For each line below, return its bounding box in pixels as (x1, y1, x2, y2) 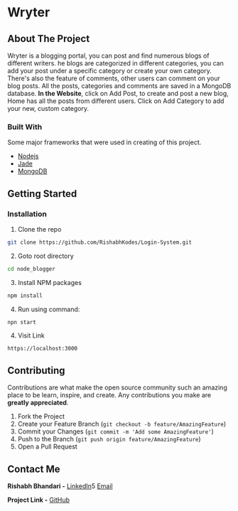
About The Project (7, 33, 90, 45)
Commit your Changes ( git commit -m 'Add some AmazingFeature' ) (17, 427, 215, 436)
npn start (7, 318, 37, 326)
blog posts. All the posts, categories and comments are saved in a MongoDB (7, 82, 232, 90)
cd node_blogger (7, 265, 55, 272)
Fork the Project (17, 412, 65, 421)
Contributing (7, 364, 65, 377)
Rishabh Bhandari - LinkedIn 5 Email (7, 482, 113, 490)
